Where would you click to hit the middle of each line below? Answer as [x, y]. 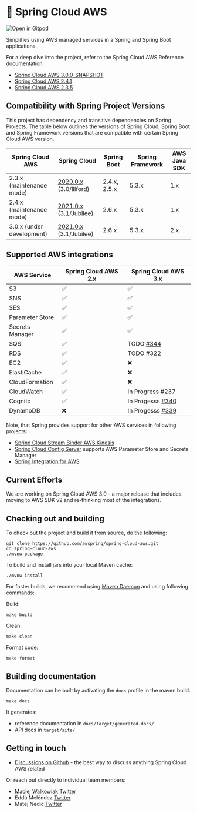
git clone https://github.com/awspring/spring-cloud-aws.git [82, 544]
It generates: [21, 712]
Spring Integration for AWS [47, 461]
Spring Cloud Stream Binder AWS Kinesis [64, 443]
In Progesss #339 [152, 410]
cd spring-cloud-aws [31, 549]
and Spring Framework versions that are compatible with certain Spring [92, 132]
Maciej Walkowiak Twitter [45, 791]
